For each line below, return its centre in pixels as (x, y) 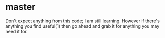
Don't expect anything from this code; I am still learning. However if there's (83, 21)
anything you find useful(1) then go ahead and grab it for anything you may (82, 26)
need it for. (16, 31)
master (20, 7)
